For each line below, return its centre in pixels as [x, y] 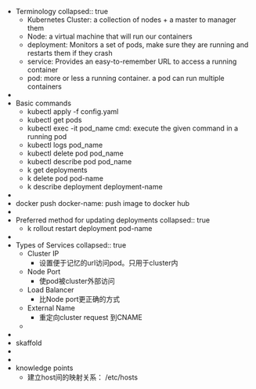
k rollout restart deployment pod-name [90, 228]
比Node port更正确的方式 [79, 299]
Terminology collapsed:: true [61, 11]
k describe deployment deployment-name [95, 187]
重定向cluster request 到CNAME [90, 317]
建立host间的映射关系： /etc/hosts [83, 377]
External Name [51, 308]
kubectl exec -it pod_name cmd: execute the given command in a [133, 128]
